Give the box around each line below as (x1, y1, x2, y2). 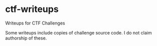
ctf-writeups (5, 3, 59, 15)
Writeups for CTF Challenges (5, 20, 65, 26)
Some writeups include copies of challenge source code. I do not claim (5, 29, 152, 35)
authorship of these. (5, 35, 47, 41)
